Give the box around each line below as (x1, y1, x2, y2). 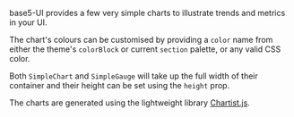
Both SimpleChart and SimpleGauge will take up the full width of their (9, 71, 258, 81)
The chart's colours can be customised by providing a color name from (9, 35, 273, 45)
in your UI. (9, 17, 48, 28)
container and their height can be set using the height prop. (9, 80, 230, 90)
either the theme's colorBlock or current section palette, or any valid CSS (9, 44, 281, 54)
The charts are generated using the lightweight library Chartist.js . (9, 97, 251, 108)
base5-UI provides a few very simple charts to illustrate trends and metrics (9, 8, 286, 18)
